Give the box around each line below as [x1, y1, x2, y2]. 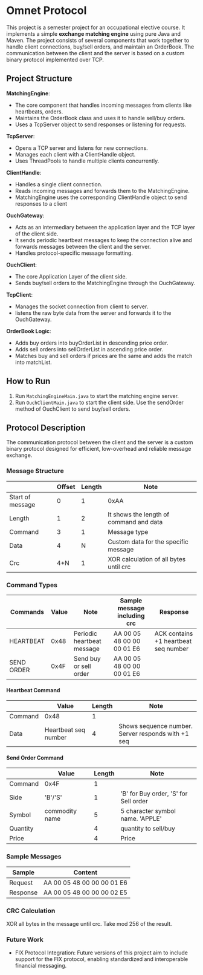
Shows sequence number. [118, 722, 193, 730]
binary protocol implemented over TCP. [6, 56, 104, 63]
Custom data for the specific [108, 538, 188, 546]
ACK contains [154, 629, 193, 638]
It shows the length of [108, 510, 170, 519]
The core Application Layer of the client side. [14, 272, 127, 280]
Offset [56, 482, 76, 491]
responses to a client [14, 200, 68, 207]
